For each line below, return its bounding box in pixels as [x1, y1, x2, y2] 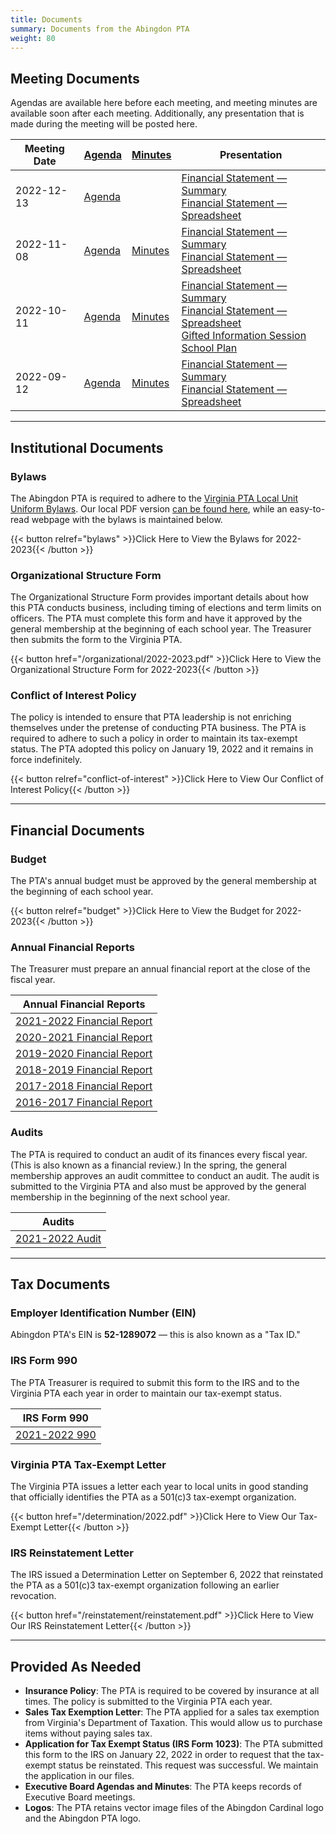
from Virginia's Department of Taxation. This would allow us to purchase [24, 1717, 323, 1729]
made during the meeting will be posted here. [10, 118, 198, 130]
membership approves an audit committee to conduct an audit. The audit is [10, 1169, 320, 1181]
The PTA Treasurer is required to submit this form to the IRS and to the [10, 1376, 300, 1388]
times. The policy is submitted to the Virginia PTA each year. [24, 1696, 273, 1708]
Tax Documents [10, 1276, 111, 1293]
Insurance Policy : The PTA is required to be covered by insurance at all [24, 1685, 320, 1697]
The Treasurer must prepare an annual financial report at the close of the [10, 963, 311, 975]
